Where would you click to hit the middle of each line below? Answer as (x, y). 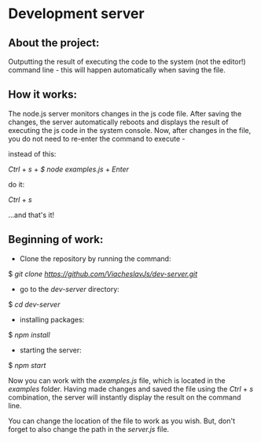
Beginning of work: (56, 239)
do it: (17, 184)
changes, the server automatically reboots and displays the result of (118, 122)
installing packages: (52, 319)
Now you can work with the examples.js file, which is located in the (117, 380)
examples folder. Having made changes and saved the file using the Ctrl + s (131, 389)
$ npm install (29, 334)
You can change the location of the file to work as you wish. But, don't (122, 421)
